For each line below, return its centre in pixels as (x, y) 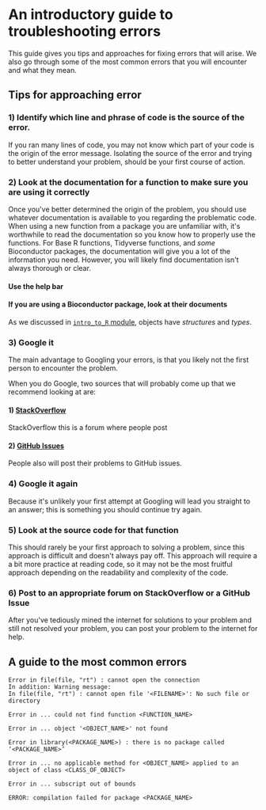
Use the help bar (36, 286)
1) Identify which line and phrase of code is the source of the (127, 118)
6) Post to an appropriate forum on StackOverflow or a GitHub (129, 593)
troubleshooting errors (84, 31)
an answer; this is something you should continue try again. (105, 509)
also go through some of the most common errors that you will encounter (127, 62)
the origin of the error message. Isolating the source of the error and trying (130, 153)
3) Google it (31, 342)
